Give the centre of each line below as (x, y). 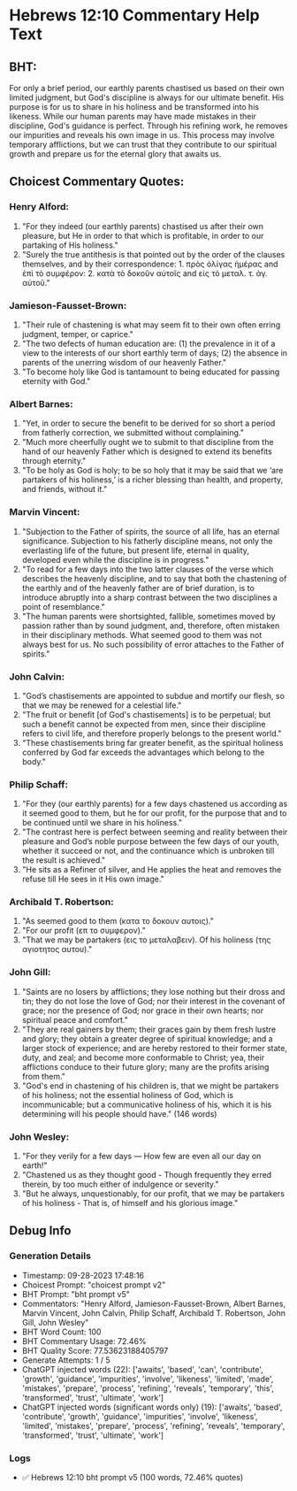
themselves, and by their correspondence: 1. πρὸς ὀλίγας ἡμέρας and (150, 264)
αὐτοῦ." (36, 282)
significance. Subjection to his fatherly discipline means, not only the (147, 541)
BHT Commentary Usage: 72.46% (84, 1341)
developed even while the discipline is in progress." (115, 559)
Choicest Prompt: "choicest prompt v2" (94, 1285)
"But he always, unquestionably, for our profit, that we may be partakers (153, 1194)
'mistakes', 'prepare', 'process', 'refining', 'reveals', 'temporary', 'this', (148, 1388)
